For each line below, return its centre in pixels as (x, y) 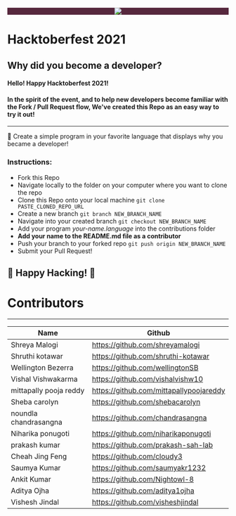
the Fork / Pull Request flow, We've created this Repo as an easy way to (113, 107)
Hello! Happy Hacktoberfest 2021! (58, 83)
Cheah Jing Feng (39, 456)
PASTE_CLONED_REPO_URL (51, 207)
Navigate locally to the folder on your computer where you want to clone (122, 185)
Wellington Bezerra (42, 368)
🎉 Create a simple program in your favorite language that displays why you (115, 136)
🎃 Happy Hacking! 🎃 (52, 273)
